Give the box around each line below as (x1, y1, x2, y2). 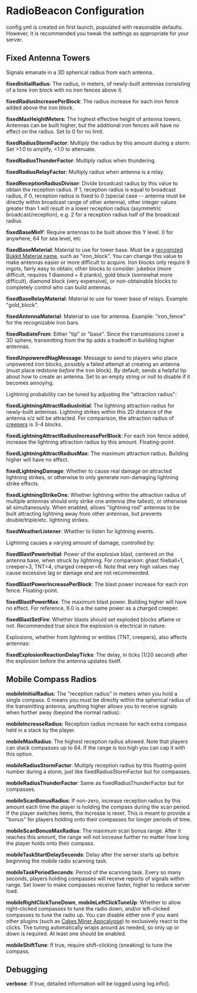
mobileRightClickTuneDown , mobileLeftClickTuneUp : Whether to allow (6, 898, 181, 906)
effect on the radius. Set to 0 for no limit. (6, 128, 104, 135)
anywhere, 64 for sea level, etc (6, 235, 81, 242)
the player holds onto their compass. (6, 840, 95, 847)
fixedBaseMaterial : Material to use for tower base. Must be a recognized (6, 246, 183, 253)
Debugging (6, 964, 48, 974)
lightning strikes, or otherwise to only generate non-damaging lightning (6, 473, 179, 480)
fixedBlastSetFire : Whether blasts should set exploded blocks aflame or (6, 616, 181, 623)
